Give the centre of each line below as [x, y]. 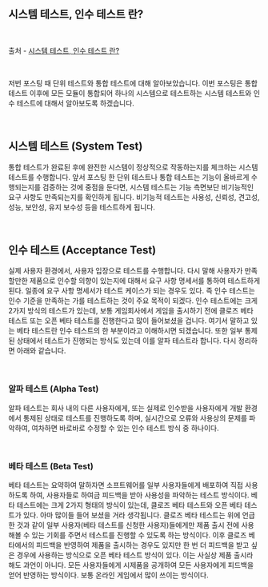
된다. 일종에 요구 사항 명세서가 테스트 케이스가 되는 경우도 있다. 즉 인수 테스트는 [132, 291]
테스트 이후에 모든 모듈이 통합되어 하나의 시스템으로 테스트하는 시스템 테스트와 [130, 93]
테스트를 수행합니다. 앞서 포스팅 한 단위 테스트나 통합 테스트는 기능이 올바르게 [129, 177]
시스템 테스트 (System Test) [76, 146]
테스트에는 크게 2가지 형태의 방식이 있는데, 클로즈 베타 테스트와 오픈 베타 [130, 505]
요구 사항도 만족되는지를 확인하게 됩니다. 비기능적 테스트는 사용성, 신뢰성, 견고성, [134, 197]
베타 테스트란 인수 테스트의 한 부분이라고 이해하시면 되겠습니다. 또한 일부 [130, 331]
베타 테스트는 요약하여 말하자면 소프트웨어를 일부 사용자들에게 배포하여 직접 [126, 485]
